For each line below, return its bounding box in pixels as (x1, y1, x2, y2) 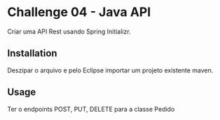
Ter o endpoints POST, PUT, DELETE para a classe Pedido (7, 105, 175, 113)
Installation (7, 47, 57, 59)
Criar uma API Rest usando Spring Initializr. (7, 27, 131, 36)
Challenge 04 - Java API (7, 4, 151, 20)
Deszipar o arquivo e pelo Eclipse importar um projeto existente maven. (7, 66, 214, 74)
